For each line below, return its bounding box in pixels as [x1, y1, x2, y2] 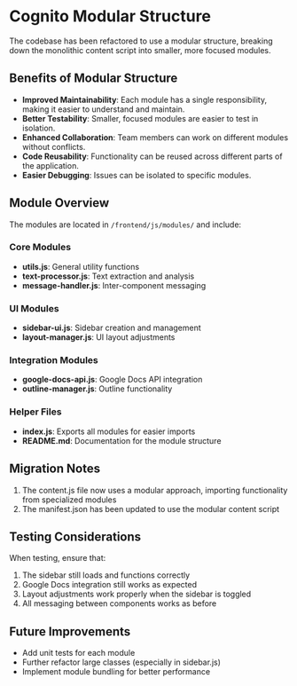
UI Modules [9, 302, 59, 314]
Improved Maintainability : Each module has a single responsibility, [21, 94, 268, 105]
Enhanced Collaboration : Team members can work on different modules [21, 131, 289, 143]
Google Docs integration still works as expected [21, 580, 198, 590]
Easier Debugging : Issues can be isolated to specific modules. [21, 170, 252, 180]
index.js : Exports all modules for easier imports [21, 426, 196, 437]
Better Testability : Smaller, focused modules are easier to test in [21, 113, 259, 123]
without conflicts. [21, 141, 86, 152]
